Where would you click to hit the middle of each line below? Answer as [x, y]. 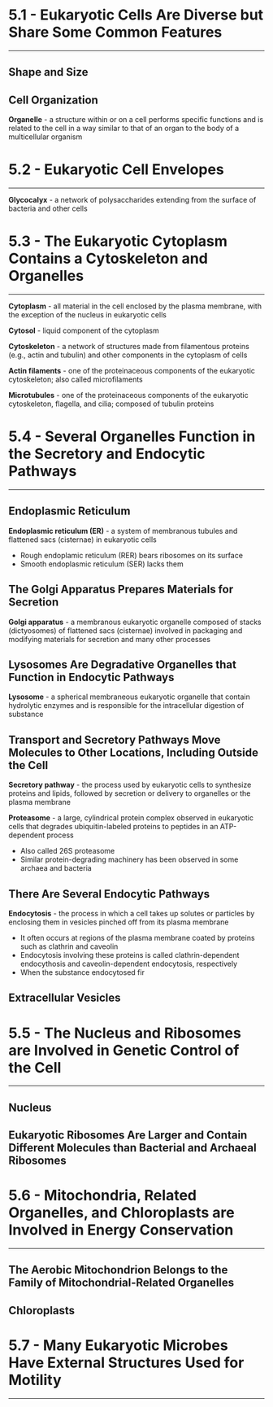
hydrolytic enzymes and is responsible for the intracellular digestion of [126, 706]
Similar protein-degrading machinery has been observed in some [129, 859]
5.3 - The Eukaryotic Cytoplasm [118, 241]
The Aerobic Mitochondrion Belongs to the [118, 1270]
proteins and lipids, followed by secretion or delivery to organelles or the [130, 793]
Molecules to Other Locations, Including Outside [133, 752]
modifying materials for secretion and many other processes [110, 639]
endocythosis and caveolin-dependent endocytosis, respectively [129, 964]
